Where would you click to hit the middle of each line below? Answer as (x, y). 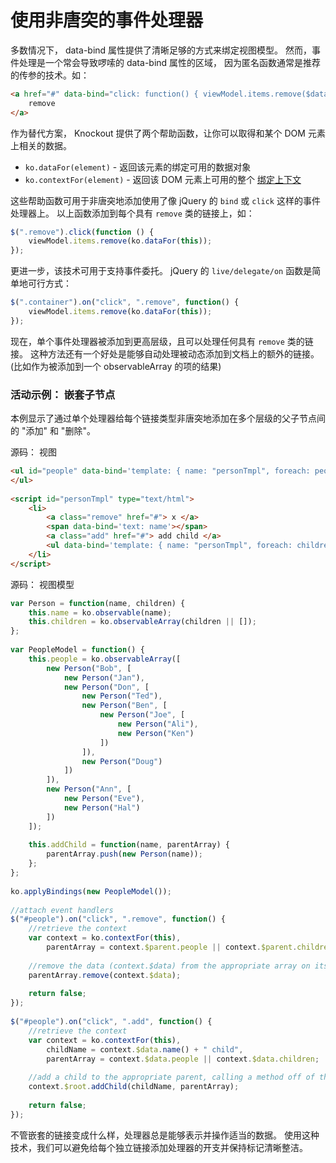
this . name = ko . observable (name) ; (100, 612)
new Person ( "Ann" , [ (89, 789)
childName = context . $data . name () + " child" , (145, 1049)
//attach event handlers (62, 910)
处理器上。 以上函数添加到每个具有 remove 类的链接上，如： (132, 213)
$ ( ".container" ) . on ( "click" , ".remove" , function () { (125, 302)
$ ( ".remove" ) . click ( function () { (82, 232)
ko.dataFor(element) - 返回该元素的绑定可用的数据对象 (138, 167)
